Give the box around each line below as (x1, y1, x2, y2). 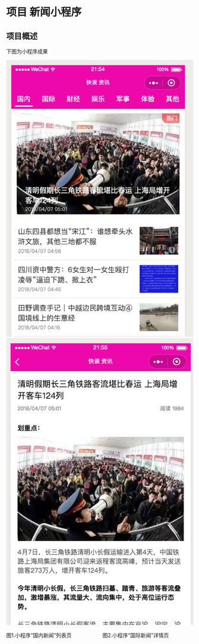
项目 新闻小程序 (6, 5, 82, 19)
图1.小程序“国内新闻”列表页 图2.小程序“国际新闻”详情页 (6, 632, 169, 639)
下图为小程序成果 (6, 48, 48, 55)
